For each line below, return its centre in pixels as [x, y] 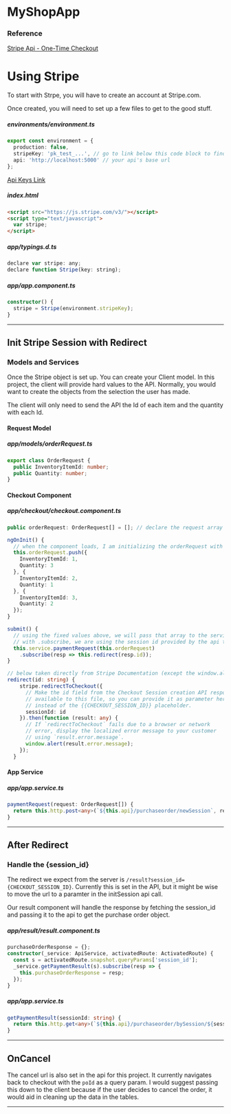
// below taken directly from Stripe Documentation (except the [101, 674]
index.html [23, 195]
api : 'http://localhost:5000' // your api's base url [92, 160]
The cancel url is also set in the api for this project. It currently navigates [109, 1075]
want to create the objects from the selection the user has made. [99, 392]
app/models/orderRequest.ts [50, 444]
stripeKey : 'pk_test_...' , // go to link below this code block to [112, 154]
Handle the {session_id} [48, 865]
